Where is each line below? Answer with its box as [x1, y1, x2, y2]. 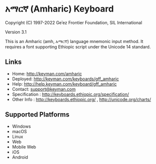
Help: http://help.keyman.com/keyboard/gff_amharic [12, 81, 117, 87]
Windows [12, 123, 31, 129]
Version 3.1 [5, 29, 27, 35]
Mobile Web [12, 144, 36, 149]
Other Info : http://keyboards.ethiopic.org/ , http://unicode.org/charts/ [12, 96, 151, 102]
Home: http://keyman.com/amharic [12, 71, 82, 76]
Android [12, 154, 28, 160]
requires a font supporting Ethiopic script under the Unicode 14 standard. [5, 44, 151, 49]
